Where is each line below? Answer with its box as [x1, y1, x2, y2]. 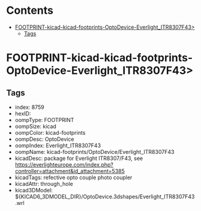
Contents [6, 4, 54, 17]
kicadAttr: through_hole [14, 180, 73, 187]
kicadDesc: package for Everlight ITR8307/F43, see [14, 154, 143, 162]
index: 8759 [14, 103, 44, 111]
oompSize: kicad [14, 123, 57, 130]
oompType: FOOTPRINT [14, 116, 74, 123]
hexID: [14, 109, 31, 117]
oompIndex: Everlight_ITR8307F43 [14, 142, 101, 149]
